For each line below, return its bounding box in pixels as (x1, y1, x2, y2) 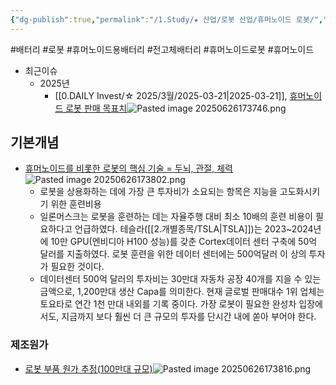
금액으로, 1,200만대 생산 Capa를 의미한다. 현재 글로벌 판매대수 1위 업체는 (39, 286, 325, 298)
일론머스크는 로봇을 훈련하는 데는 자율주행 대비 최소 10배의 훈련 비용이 (39, 211, 313, 223)
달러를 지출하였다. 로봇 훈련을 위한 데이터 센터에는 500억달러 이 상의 (39, 248, 307, 260)
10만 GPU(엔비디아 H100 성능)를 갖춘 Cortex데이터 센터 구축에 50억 (50, 236, 318, 248)
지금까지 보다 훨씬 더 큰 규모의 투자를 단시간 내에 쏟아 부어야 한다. (61, 311, 317, 323)
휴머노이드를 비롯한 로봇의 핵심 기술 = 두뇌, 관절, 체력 (24, 162, 233, 175)
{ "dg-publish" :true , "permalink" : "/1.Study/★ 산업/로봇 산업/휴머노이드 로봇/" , (10, 14, 324, 25)
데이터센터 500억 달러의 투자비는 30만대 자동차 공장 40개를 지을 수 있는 (39, 273, 322, 285)
